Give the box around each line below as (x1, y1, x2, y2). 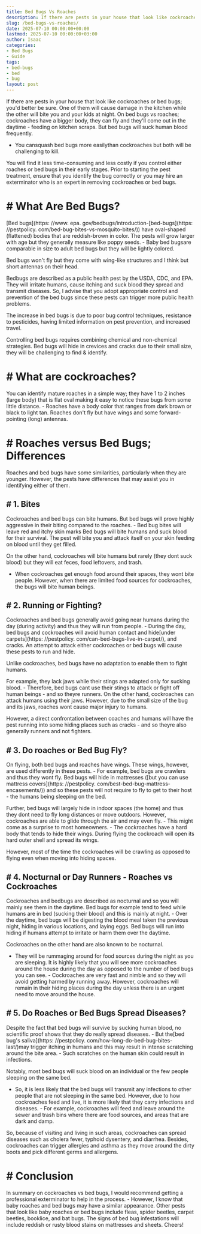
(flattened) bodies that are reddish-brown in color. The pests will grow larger (6, 232, 195, 239)
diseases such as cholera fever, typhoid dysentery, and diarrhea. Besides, (6, 1136, 189, 1143)
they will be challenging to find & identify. (6, 349, 108, 356)
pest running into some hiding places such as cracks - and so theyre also (6, 721, 187, 728)
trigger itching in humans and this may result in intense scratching (31, 1043, 193, 1050)
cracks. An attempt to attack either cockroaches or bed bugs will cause (6, 642, 182, 649)
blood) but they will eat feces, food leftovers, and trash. (6, 558, 143, 566)
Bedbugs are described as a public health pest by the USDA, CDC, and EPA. (6, 274, 193, 282)
